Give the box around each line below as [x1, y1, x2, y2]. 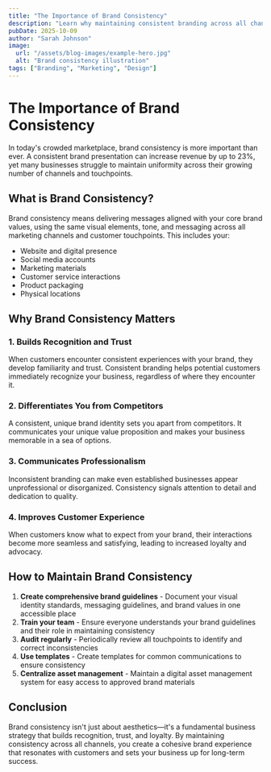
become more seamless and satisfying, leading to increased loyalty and [8, 538, 248, 548]
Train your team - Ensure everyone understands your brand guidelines [19, 617, 256, 627]
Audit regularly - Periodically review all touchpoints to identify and [19, 634, 243, 644]
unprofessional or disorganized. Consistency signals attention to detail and [8, 483, 256, 492]
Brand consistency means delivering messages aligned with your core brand [8, 213, 263, 222]
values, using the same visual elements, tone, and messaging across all [8, 222, 246, 231]
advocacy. [8, 547, 43, 557]
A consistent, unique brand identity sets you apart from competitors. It [8, 418, 242, 428]
